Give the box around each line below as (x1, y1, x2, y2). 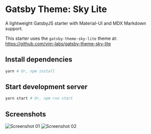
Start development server (5, 83, 88, 91)
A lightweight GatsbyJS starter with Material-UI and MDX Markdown (5, 20, 146, 26)
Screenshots (5, 110, 46, 118)
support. (5, 25, 23, 31)
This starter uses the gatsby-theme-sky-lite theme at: (5, 35, 117, 41)
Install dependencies (5, 55, 72, 64)
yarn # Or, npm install (5, 69, 55, 74)
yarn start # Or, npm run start (5, 96, 73, 101)
